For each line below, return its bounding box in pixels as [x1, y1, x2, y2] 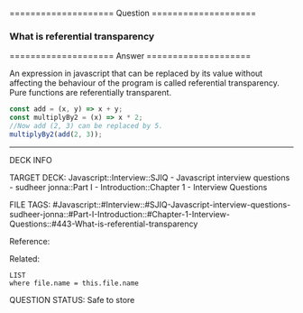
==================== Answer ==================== [9, 51, 252, 61]
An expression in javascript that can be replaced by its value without [9, 68, 263, 79]
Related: [9, 253, 41, 264]
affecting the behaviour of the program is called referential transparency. [9, 78, 280, 88]
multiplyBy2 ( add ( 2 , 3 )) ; [9, 130, 103, 139]
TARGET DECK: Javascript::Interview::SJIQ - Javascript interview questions [9, 171, 290, 183]
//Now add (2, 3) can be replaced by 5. [9, 122, 164, 131]
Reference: [9, 235, 50, 246]
